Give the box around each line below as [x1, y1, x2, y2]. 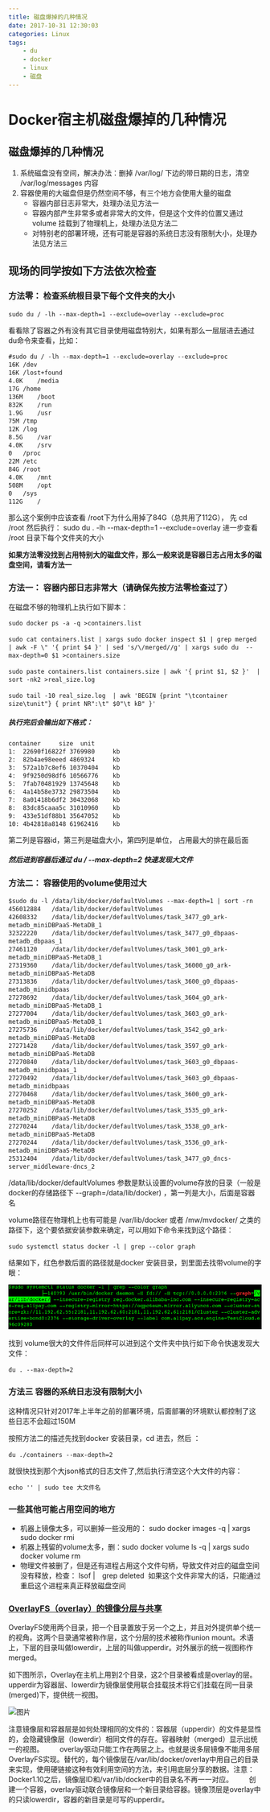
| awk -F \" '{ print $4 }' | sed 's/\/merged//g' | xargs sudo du [8, 643, 239, 651]
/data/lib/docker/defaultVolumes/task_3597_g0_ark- [51, 1042, 228, 1050]
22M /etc [8, 457, 38, 466]
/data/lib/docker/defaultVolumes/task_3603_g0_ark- [51, 1010, 228, 1018]
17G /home [8, 385, 42, 394]
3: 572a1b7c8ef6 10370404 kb [8, 763, 121, 772]
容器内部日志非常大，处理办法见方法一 [31, 198, 159, 208]
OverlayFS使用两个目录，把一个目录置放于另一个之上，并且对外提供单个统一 [8, 1623, 261, 1632]
